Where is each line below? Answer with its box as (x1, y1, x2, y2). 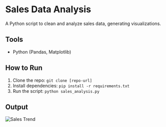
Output (5, 103, 28, 111)
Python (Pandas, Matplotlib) (12, 48, 71, 55)
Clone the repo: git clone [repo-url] (12, 77, 93, 83)
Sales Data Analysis (5, 4, 92, 15)
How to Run (5, 64, 43, 72)
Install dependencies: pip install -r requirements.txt (12, 83, 130, 89)
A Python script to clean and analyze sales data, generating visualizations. (5, 20, 161, 27)
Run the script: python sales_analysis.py (12, 88, 100, 94)
